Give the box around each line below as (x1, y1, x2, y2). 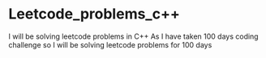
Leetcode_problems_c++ (8, 5, 180, 23)
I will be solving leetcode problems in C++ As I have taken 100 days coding (8, 31, 259, 41)
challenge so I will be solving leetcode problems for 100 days (8, 39, 212, 49)
